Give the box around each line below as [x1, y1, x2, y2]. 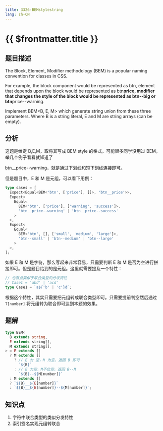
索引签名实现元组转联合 [12, 421, 60, 427]
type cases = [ [5, 185, 37, 190]
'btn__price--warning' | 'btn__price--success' [18, 208, 119, 213]
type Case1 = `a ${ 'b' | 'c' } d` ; [5, 285, 72, 290]
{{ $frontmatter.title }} [5, 33, 99, 45]
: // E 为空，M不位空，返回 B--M [14, 367, 76, 372]
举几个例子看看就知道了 [5, 154, 53, 160]
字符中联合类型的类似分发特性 [12, 415, 73, 421]
